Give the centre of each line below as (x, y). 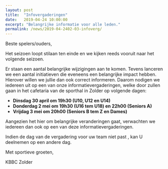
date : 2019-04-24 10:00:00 (36, 19)
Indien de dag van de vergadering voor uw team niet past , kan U (74, 137)
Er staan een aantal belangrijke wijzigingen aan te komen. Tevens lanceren (84, 69)
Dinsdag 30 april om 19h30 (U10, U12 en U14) (62, 101)
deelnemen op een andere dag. (39, 142)
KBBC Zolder (19, 162)
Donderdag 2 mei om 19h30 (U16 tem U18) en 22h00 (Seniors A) (82, 106)
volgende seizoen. (25, 59)
